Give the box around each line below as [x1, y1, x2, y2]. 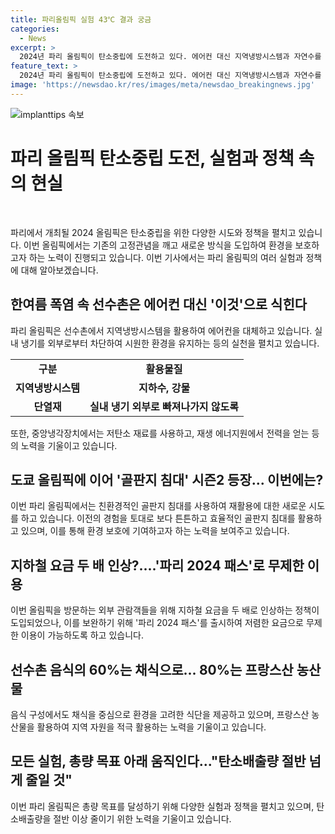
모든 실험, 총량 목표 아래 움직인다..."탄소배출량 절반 [10, 753, 307, 770]
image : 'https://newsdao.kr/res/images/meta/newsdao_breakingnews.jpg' [10, 80, 315, 90]
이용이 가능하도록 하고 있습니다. [20, 629, 144, 641]
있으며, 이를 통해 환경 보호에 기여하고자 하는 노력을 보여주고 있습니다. [20, 525, 290, 537]
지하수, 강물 [138, 381, 191, 395]
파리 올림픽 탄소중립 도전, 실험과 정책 [10, 147, 295, 170]
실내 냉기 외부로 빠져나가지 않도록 [89, 399, 240, 413]
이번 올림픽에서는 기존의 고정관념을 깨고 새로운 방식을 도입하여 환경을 [23, 239, 293, 251]
